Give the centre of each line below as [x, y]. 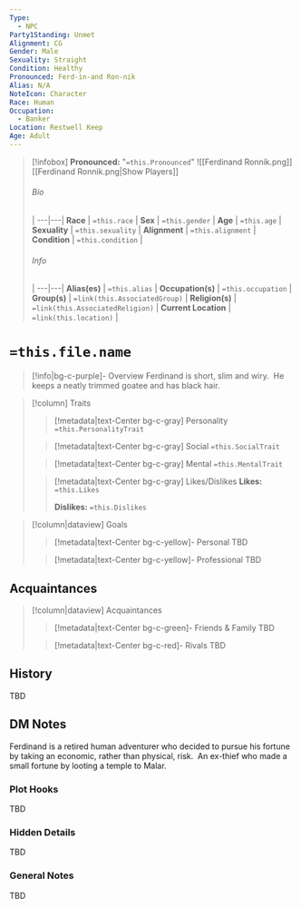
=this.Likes [77, 490]
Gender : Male [34, 52]
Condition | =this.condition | [87, 240]
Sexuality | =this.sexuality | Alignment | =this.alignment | [144, 230]
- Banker [34, 119]
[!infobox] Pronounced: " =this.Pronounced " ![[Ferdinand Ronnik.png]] [162, 162]
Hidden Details [43, 832]
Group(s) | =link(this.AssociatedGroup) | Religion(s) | [134, 298]
